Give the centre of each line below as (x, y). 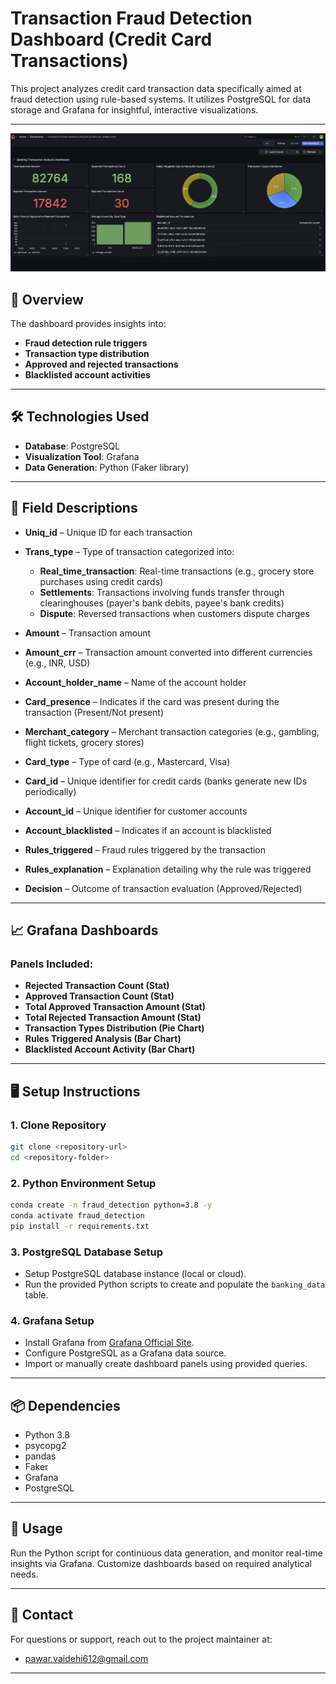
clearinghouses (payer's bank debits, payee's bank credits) (162, 603)
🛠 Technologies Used (80, 417)
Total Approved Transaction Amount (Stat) (115, 1007)
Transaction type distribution (87, 353)
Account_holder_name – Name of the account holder (135, 682)
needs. (24, 1574)
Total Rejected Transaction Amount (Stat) (113, 1018)
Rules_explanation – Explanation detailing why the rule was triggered (168, 869)
